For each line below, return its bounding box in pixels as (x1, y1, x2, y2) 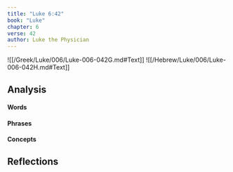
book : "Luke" (7, 17, 46, 24)
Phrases (7, 119, 32, 127)
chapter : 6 (7, 23, 39, 30)
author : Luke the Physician (7, 37, 90, 44)
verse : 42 (7, 29, 36, 37)
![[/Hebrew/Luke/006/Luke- (145, 55, 227, 64)
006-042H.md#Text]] (7, 63, 70, 72)
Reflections (7, 155, 59, 167)
